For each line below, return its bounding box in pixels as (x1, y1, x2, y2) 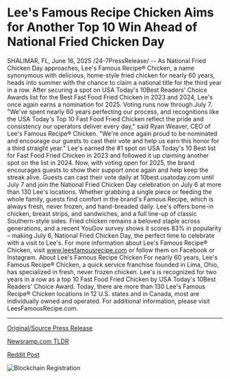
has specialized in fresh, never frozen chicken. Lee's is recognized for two (7, 267, 217, 276)
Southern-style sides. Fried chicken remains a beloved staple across (7, 217, 201, 225)
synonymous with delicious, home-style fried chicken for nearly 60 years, (7, 71, 216, 80)
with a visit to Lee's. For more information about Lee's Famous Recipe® (7, 239, 207, 247)
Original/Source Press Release (7, 323, 93, 332)
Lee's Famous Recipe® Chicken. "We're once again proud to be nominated (7, 129, 218, 138)
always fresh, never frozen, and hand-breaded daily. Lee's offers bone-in (7, 202, 214, 210)
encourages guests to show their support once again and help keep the (7, 166, 209, 174)
